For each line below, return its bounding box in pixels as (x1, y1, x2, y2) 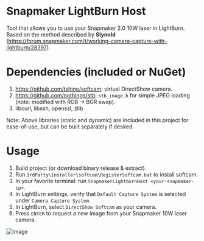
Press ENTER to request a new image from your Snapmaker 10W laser (15, 209, 188, 217)
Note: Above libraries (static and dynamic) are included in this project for (6, 116, 189, 124)
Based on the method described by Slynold (6, 30, 116, 38)
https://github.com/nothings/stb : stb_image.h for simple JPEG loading (15, 91, 190, 99)
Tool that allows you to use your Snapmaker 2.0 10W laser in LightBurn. (6, 24, 185, 32)
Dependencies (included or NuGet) (6, 65, 186, 79)
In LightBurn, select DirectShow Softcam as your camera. (15, 203, 157, 211)
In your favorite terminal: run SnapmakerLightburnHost (15, 177, 148, 184)
